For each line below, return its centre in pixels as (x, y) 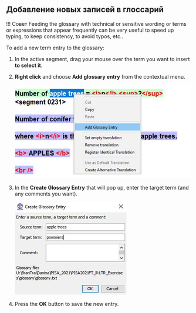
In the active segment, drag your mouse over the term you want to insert (102, 59)
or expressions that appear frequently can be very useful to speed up (90, 30)
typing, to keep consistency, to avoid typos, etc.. (65, 36)
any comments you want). (46, 194)
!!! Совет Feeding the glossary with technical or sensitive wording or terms (96, 23)
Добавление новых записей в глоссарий (85, 10)
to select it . (28, 65)
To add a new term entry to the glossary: (55, 48)
